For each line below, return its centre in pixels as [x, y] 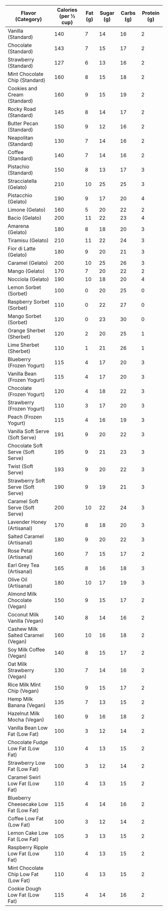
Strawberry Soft [26, 481]
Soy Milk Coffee [26, 649]
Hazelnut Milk [24, 714]
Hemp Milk [20, 699]
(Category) [28, 19]
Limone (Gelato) [27, 210]
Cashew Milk [23, 629]
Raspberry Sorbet [28, 302]
